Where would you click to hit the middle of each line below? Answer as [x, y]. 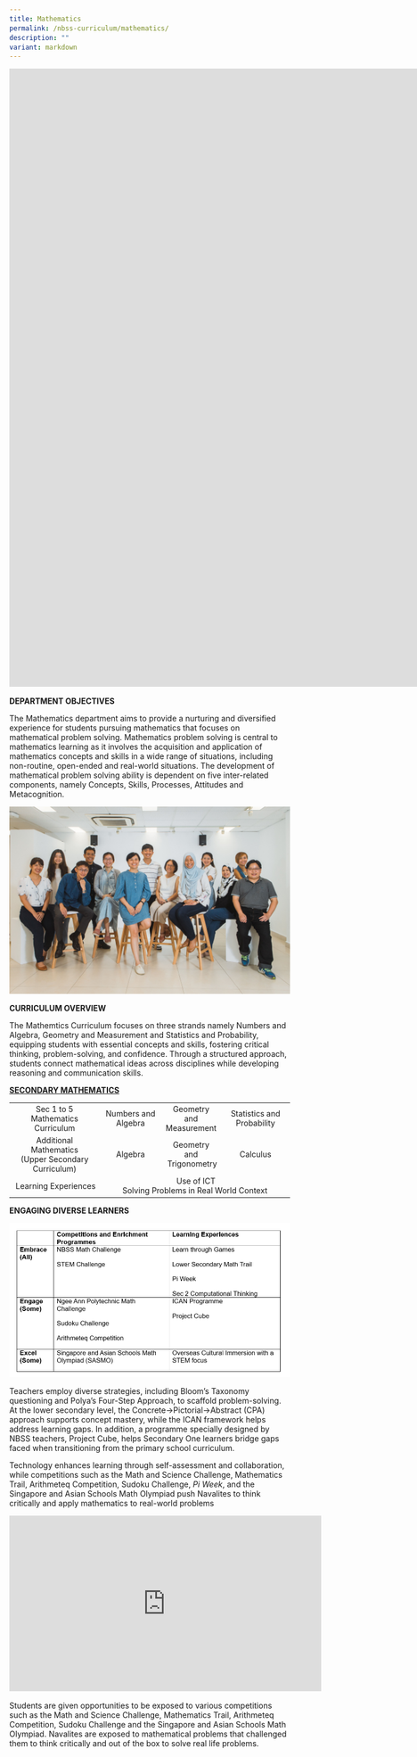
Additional [55, 1140]
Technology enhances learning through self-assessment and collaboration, [147, 1465]
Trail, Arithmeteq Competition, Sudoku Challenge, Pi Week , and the [132, 1484]
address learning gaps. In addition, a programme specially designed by [139, 1429]
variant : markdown [43, 47]
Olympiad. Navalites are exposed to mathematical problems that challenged [148, 1734]
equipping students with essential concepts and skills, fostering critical [139, 1044]
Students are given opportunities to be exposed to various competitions [141, 1706]
